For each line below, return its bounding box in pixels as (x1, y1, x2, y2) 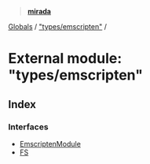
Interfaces (8, 121, 49, 132)
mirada (27, 7, 51, 16)
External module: (8, 50, 123, 68)
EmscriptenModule (19, 139, 81, 148)
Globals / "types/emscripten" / (8, 22, 108, 31)
